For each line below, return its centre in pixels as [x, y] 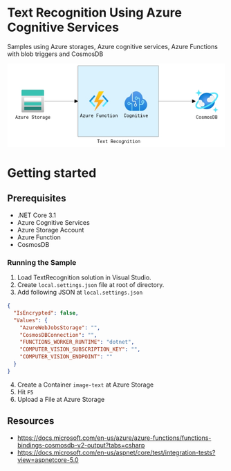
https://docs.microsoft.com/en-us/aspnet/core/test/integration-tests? [116, 452]
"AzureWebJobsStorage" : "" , [60, 327]
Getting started [52, 173]
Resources [31, 421]
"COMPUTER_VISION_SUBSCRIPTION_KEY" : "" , [80, 350]
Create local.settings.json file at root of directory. [91, 285]
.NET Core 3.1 [37, 215]
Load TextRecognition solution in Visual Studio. [84, 277]
